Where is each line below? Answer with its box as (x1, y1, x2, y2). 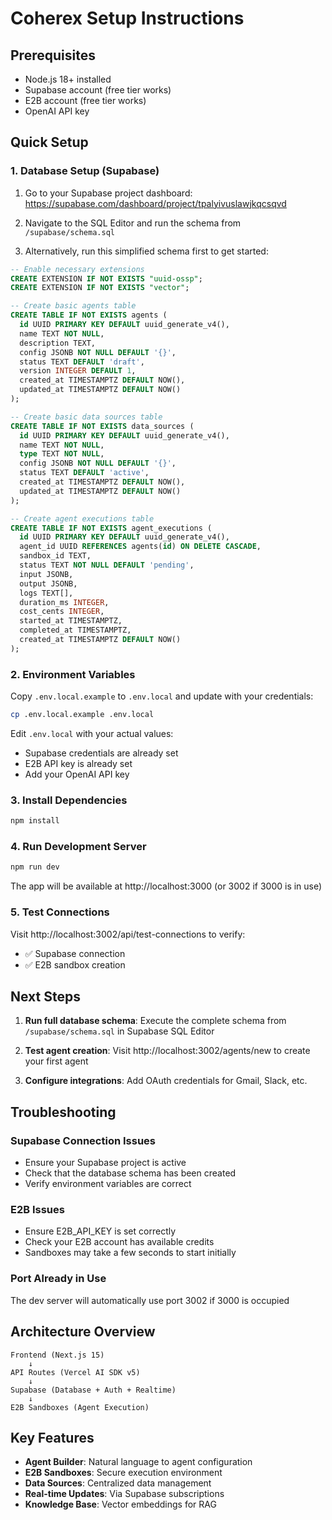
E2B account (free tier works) (24, 95, 147, 106)
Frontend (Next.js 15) (10, 1350, 105, 1360)
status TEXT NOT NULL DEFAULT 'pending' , (19, 560, 195, 571)
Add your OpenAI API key (24, 768, 130, 780)
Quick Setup (10, 134, 89, 151)
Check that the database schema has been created (24, 1167, 237, 1179)
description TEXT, (19, 338, 97, 348)
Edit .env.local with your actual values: (10, 727, 174, 739)
